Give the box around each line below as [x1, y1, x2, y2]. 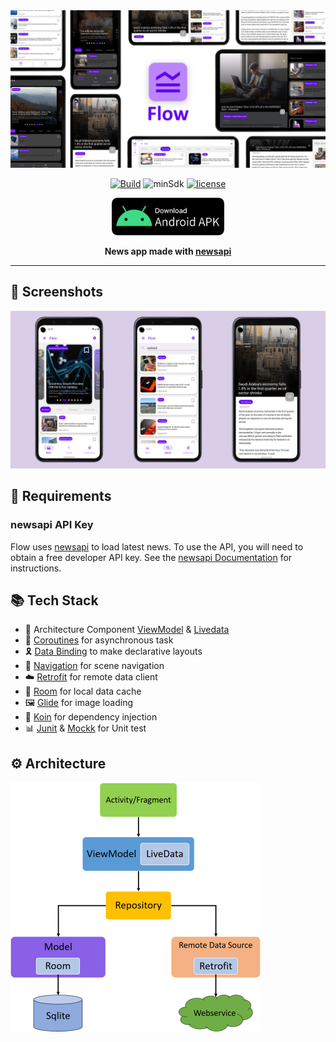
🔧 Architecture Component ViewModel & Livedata [24, 624, 230, 636]
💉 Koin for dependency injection [24, 711, 158, 723]
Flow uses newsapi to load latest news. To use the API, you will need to [10, 540, 304, 553]
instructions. [10, 562, 62, 574]
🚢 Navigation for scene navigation [24, 660, 165, 672]
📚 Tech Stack [10, 592, 99, 609]
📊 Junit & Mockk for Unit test [24, 722, 147, 734]
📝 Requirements [10, 488, 112, 505]
